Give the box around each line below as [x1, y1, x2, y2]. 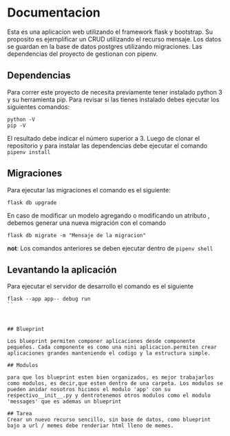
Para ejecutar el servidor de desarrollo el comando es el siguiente [7, 282, 194, 290]
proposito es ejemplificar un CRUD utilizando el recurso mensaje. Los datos [7, 34, 222, 43]
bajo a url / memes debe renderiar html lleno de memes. [7, 422, 174, 429]
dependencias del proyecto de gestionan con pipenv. [7, 50, 158, 58]
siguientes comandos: [7, 102, 70, 111]
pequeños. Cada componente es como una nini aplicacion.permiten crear [7, 344, 217, 351]
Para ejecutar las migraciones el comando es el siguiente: [7, 186, 171, 194]
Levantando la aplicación [7, 264, 117, 275]
